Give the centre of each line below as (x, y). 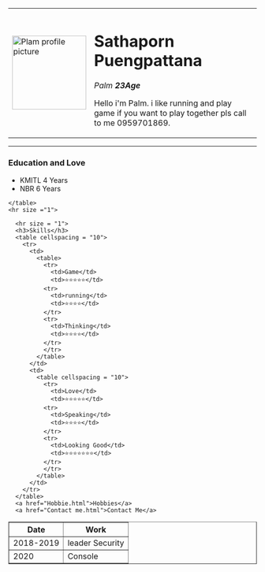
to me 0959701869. (132, 123)
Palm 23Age (117, 86)
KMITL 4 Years (44, 180)
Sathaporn (134, 41)
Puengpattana (148, 60)
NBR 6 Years (40, 188)
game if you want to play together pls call (170, 113)
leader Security (96, 543)
